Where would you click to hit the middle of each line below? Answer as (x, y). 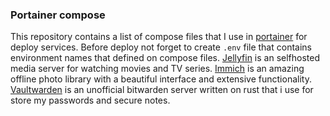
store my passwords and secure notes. (90, 100)
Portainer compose (58, 15)
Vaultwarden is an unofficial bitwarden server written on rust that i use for (162, 90)
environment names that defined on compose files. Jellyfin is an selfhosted (165, 58)
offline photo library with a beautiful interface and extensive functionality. (161, 79)
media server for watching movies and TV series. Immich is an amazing (157, 69)
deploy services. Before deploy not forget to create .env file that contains (161, 47)
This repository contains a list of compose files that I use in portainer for (159, 37)
